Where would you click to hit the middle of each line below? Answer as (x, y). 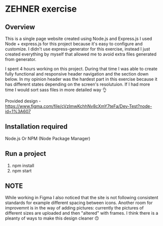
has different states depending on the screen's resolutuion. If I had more (78, 84)
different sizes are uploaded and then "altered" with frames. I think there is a (82, 213)
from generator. (21, 59)
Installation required (36, 127)
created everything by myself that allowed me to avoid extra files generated (81, 54)
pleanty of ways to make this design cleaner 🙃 (52, 218)
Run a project (26, 154)
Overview (20, 27)
